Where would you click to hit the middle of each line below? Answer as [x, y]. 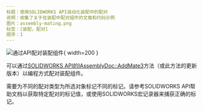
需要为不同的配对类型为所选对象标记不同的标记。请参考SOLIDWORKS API [98, 87]
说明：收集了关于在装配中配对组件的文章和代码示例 [61, 18]
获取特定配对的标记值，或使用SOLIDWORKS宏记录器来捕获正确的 [109, 94]
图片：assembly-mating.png [39, 23]
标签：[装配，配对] [27, 29]
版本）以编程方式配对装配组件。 [46, 73]
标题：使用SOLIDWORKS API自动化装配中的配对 [57, 12]
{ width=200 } [81, 53]
